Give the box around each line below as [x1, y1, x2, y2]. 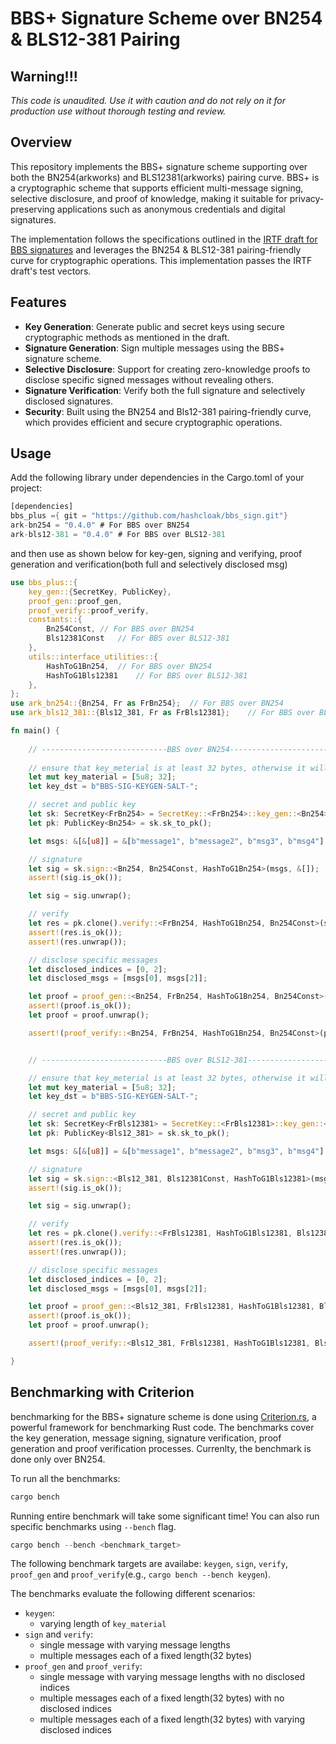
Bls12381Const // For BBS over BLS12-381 [46, 633, 230, 644]
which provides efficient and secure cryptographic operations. [24, 416, 283, 428]
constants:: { [28, 615, 83, 625]
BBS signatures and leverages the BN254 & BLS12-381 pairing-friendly [10, 243, 302, 256]
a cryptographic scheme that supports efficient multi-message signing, [10, 182, 304, 194]
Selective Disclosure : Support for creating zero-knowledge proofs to [24, 363, 311, 375]
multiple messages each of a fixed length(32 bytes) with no [39, 1692, 285, 1704]
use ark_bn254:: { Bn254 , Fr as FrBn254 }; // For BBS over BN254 [10, 698, 284, 709]
